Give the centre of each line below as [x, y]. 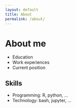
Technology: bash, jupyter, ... [42, 101]
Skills [14, 83]
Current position [29, 68]
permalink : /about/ [25, 19]
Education [22, 57]
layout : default [22, 10]
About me [26, 43]
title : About [19, 14]
